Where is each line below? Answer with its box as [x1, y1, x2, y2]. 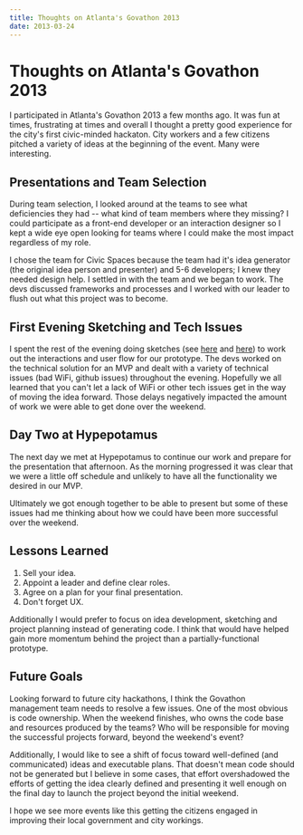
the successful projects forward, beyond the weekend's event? [9, 731, 244, 743]
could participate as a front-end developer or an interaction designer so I [9, 218, 281, 229]
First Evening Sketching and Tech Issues [9, 319, 242, 335]
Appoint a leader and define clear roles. [22, 577, 170, 588]
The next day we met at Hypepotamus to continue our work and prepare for [9, 451, 292, 462]
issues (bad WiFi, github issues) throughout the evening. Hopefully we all [9, 372, 282, 383]
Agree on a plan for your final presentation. [22, 586, 184, 598]
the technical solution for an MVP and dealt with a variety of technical [9, 363, 270, 374]
